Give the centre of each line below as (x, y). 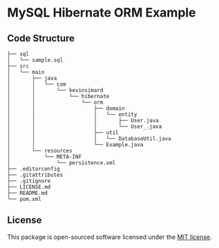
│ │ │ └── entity (72, 115)
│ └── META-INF (44, 157)
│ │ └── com (37, 84)
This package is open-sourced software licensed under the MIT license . (109, 237)
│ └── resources (40, 151)
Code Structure (41, 38)
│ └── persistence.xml (61, 163)
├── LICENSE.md (29, 187)
